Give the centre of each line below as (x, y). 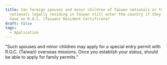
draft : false (19, 23)
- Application (24, 32)
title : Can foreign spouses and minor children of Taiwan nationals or (81, 10)
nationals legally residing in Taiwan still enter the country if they (85, 14)
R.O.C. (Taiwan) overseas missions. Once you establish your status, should (82, 52)
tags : (11, 28)
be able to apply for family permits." (42, 57)
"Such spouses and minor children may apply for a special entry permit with (83, 47)
